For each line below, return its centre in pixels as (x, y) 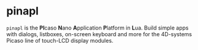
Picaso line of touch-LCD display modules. (60, 40)
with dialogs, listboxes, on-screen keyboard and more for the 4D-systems (99, 34)
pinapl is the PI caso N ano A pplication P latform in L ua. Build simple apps (97, 28)
